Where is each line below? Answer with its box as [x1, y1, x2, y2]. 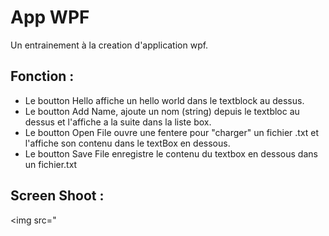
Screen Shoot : [10, 187, 105, 205]
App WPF [10, 6, 90, 29]
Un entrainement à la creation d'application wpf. [10, 39, 209, 51]
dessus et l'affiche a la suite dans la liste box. [24, 116, 212, 128]
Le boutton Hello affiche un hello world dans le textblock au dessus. [24, 94, 305, 106]
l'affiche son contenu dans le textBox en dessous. [24, 137, 231, 149]
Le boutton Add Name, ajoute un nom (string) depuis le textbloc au [24, 105, 300, 117]
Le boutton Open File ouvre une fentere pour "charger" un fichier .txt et [24, 126, 320, 138]
